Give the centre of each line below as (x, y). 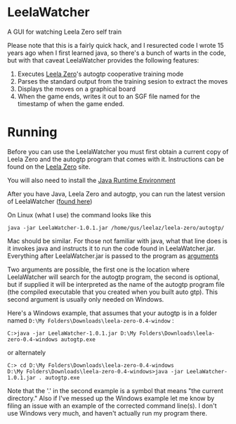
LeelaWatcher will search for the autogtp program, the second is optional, (113, 277)
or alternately (27, 352)
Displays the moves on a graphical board (77, 89)
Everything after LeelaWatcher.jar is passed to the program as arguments (113, 256)
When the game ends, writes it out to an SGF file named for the (109, 96)
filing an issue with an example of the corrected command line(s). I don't (112, 406)
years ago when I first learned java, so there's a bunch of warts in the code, (117, 53)
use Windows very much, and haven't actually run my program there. (107, 413)
